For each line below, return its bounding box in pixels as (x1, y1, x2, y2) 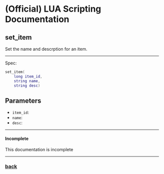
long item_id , (14, 74, 42, 79)
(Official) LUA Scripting (5, 3, 102, 15)
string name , (14, 78, 41, 83)
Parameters (5, 97, 41, 105)
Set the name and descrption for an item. (5, 46, 88, 52)
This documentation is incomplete (5, 146, 73, 152)
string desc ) (14, 83, 41, 88)
